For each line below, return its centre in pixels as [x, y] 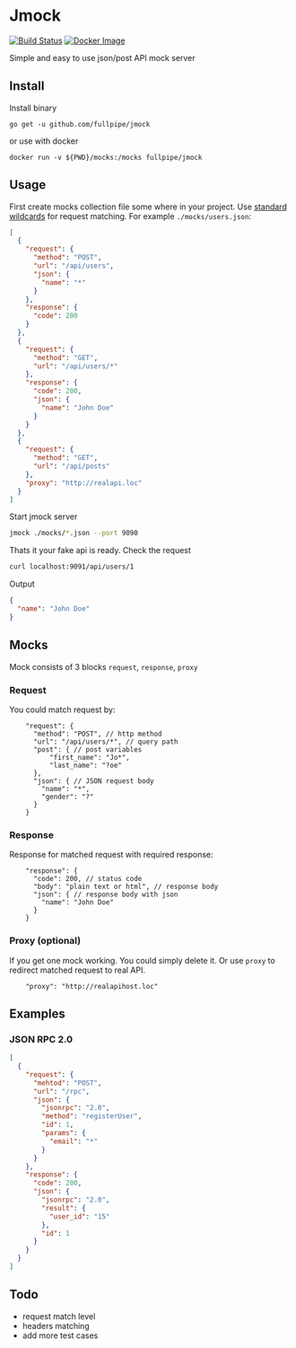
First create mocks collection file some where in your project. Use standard [148, 207]
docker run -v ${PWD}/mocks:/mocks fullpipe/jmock [106, 157]
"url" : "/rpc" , [61, 1091]
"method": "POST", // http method [98, 734]
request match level [59, 1316]
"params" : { [64, 1133]
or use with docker [44, 141]
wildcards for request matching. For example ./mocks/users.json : [131, 216]
